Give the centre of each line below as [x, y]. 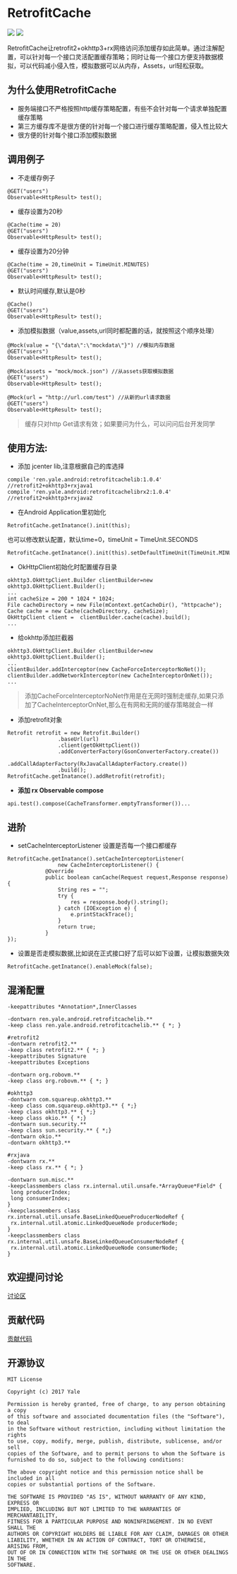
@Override [59, 871]
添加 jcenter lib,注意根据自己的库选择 [71, 466]
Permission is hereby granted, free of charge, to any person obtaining [116, 1404]
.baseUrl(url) [78, 740]
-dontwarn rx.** [31, 1161]
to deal [19, 1423]
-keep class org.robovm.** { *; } [58, 1081]
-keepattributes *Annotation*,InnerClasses [72, 1007]
